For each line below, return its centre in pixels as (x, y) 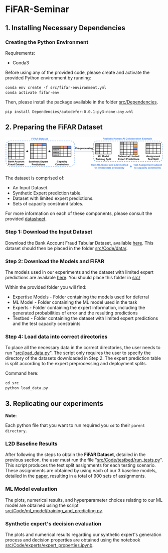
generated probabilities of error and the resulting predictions (75, 313)
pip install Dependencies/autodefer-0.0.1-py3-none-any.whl (69, 112)
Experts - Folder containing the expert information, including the (79, 308)
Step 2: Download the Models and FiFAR (55, 261)
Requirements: (20, 53)
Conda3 (21, 63)
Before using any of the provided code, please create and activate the (77, 72)
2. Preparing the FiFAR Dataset (54, 127)
